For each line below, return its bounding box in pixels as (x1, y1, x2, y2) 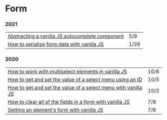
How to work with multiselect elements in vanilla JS (7, 68, 128, 75)
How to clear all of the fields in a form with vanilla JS (7, 98, 130, 105)
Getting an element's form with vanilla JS (7, 106, 103, 113)
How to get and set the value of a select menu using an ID (7, 76, 143, 83)
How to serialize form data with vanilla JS (7, 41, 104, 48)
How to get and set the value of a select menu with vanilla (7, 84, 143, 91)
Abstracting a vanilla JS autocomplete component (7, 33, 124, 40)
